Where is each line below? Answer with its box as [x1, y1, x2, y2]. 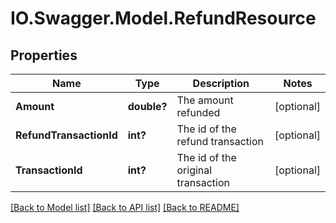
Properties [10, 47, 78, 64]
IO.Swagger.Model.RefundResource [10, 7, 317, 30]
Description [192, 77, 250, 90]
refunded [176, 106, 221, 119]
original [176, 163, 213, 177]
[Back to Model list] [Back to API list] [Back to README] [10, 202, 240, 213]
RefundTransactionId [15, 128, 118, 142]
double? [127, 100, 168, 113]
